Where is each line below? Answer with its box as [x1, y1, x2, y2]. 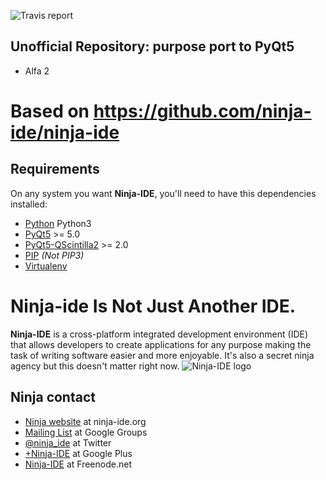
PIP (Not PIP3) [24, 249, 85, 261]
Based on [10, 100, 90, 122]
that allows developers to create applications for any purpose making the [10, 338, 312, 350]
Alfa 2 [24, 65, 50, 77]
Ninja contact [10, 389, 96, 406]
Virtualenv [24, 260, 68, 272]
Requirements [10, 161, 100, 178]
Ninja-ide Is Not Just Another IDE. [10, 295, 297, 317]
